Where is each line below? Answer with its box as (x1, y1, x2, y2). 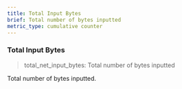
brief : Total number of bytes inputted (7, 16, 122, 23)
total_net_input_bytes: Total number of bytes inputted (23, 61, 175, 69)
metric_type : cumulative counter (7, 23, 103, 29)
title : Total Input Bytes (7, 10, 81, 17)
